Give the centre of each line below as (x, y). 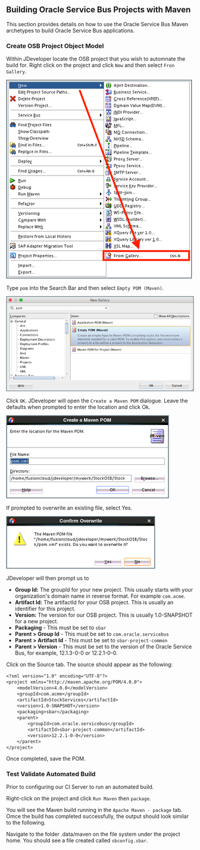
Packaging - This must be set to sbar (60, 627)
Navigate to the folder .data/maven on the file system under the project (93, 834)
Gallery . (16, 71)
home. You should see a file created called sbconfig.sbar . (77, 840)
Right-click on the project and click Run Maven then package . (79, 798)
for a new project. (36, 621)
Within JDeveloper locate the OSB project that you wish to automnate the (96, 59)
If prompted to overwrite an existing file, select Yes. (69, 508)
